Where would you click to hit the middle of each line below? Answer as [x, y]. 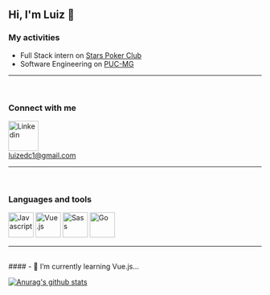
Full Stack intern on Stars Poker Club [81, 55]
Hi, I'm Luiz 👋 [41, 15]
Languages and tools [50, 199]
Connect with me [42, 108]
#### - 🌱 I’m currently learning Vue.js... [74, 267]
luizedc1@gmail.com [42, 155]
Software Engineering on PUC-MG [77, 64]
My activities [34, 38]
